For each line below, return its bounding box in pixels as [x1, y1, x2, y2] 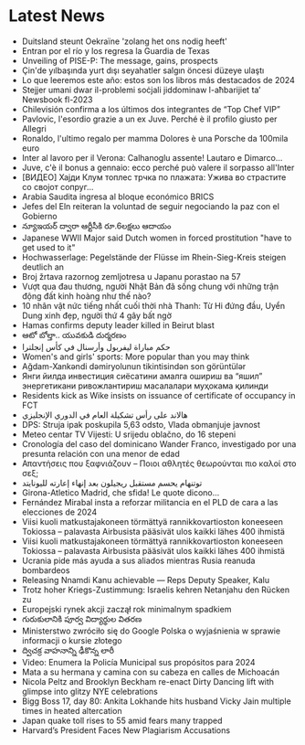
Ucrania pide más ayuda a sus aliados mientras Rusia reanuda [21, 555, 256, 566]
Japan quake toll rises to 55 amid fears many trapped [21, 715, 223, 726]
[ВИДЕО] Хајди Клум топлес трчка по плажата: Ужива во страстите [21, 171, 287, 183]
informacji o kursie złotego [21, 634, 122, 645]
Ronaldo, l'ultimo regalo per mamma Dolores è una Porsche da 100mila [21, 133, 289, 144]
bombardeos [21, 564, 70, 576]
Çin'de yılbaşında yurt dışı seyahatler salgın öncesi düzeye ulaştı [21, 65, 265, 76]
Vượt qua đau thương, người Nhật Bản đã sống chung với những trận [21, 281, 279, 292]
